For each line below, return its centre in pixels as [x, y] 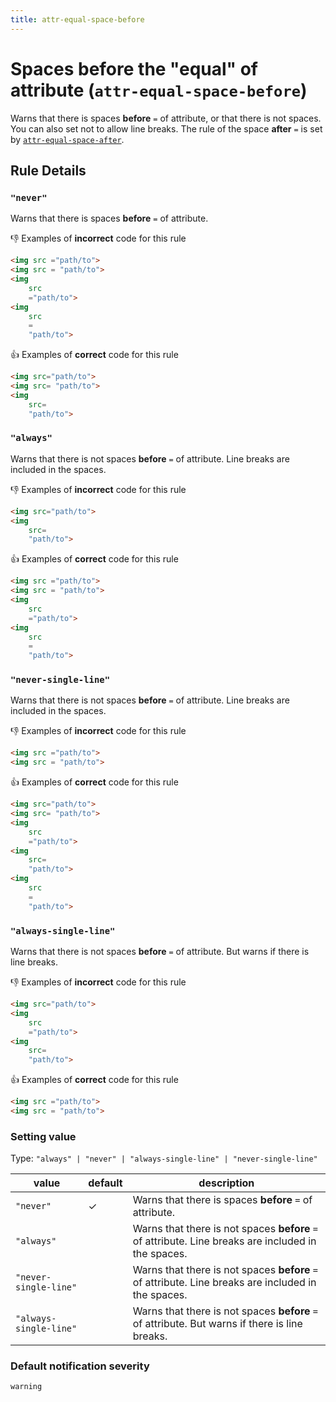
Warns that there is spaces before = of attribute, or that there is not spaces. [166, 118]
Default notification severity [80, 1366]
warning [26, 1387]
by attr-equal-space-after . [67, 139]
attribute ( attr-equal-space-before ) [159, 90]
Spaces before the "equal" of [134, 68]
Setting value [43, 1136]
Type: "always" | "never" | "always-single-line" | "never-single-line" [164, 1158]
